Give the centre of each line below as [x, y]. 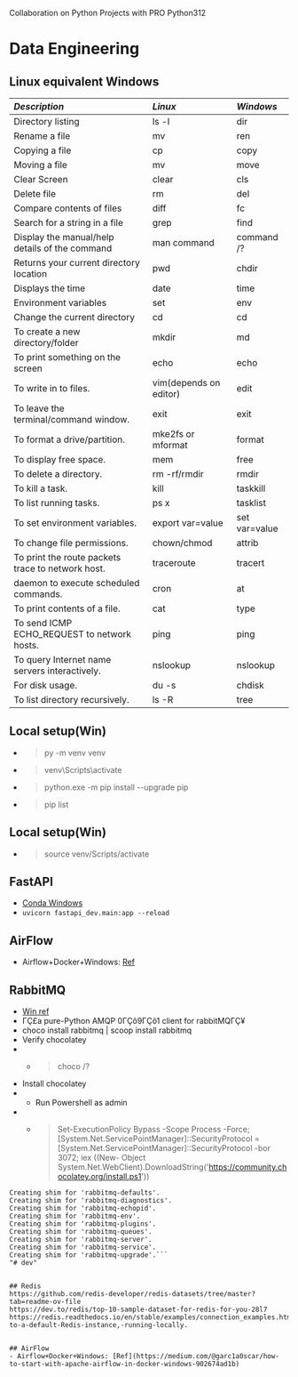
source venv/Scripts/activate [97, 854]
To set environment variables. [75, 523]
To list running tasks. [57, 503]
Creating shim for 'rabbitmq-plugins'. [83, 1224]
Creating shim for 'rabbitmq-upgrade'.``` [89, 1255]
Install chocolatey [54, 1083]
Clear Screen [41, 179]
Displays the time [50, 288]
